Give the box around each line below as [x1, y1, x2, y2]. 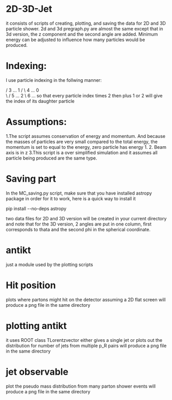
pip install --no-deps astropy [6, 205, 67, 212]
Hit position [6, 279, 56, 291]
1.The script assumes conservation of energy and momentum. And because [6, 133, 166, 139]
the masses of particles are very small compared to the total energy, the [6, 138, 158, 145]
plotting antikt [6, 320, 67, 332]
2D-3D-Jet [6, 3, 53, 15]
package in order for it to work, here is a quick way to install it [6, 195, 136, 201]
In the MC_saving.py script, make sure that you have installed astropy [6, 190, 153, 196]
